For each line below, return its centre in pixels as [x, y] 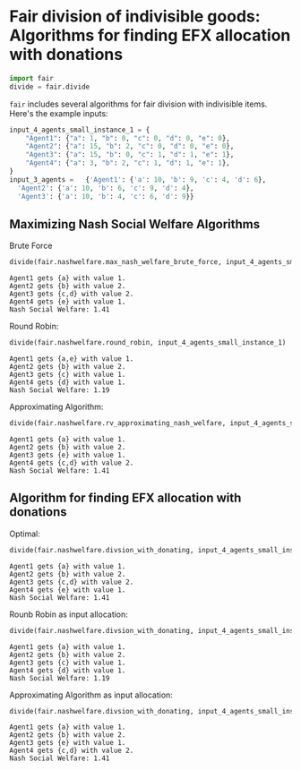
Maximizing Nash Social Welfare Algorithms [135, 224]
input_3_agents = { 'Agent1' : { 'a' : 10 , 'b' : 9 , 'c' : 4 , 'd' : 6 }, [138, 180]
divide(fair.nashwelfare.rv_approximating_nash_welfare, [118, 423]
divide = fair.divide [50, 87]
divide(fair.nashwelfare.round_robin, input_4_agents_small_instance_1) [148, 343]
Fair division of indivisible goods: [135, 17]
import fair [31, 78]
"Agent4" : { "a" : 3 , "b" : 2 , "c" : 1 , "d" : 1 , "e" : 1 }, [128, 163]
